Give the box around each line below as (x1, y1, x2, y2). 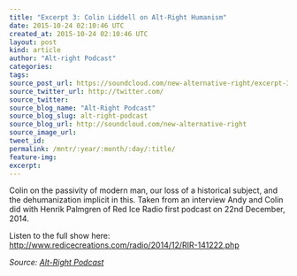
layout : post (9, 37, 57, 47)
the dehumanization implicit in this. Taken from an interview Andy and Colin (9, 195, 284, 205)
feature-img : (9, 152, 57, 162)
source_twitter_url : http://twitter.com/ (9, 87, 164, 96)
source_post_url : (9, 79, 73, 88)
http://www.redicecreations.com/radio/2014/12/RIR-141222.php (9, 240, 240, 250)
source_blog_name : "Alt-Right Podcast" (9, 103, 156, 112)
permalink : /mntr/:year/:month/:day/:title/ (9, 144, 176, 153)
